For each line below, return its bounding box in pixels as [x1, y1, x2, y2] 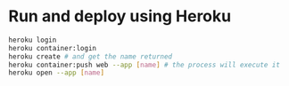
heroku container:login [8, 43, 97, 52]
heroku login [8, 35, 57, 44]
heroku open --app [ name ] [8, 68, 104, 77]
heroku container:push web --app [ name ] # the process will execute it [8, 60, 280, 69]
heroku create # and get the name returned [8, 51, 173, 61]
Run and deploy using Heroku [8, 6, 232, 27]
